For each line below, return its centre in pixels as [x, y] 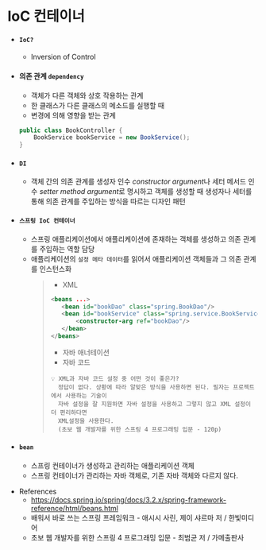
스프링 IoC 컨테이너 [47, 221]
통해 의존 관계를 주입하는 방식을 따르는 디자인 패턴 [108, 201]
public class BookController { [71, 130]
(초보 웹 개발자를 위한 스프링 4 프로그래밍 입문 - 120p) [140, 429]
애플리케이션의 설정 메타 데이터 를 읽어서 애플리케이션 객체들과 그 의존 [136, 258]
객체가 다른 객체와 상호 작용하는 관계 [87, 95]
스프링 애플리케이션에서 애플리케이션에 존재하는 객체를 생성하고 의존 [136, 238]
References [38, 492]
